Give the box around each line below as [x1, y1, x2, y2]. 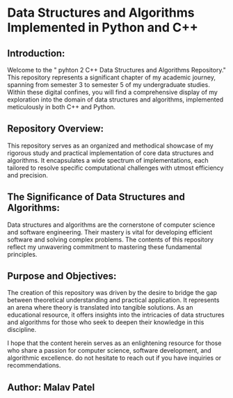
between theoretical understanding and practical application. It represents [7, 296, 220, 304]
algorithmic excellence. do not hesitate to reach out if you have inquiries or [7, 353, 222, 363]
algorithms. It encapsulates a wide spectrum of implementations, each [7, 156, 209, 164]
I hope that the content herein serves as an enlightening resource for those [7, 339, 222, 347]
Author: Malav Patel [7, 381, 95, 393]
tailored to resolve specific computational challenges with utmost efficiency [7, 164, 224, 172]
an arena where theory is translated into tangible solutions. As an [7, 303, 193, 312]
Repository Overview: [7, 123, 104, 135]
